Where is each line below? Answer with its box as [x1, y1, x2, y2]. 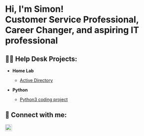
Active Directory [19, 78, 53, 83]
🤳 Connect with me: [5, 111, 67, 119]
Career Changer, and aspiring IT [5, 25, 140, 36]
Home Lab [12, 68, 34, 74]
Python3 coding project [19, 96, 68, 102]
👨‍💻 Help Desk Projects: [5, 54, 78, 63]
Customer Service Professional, [5, 14, 139, 25]
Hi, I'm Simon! [5, 3, 64, 15]
